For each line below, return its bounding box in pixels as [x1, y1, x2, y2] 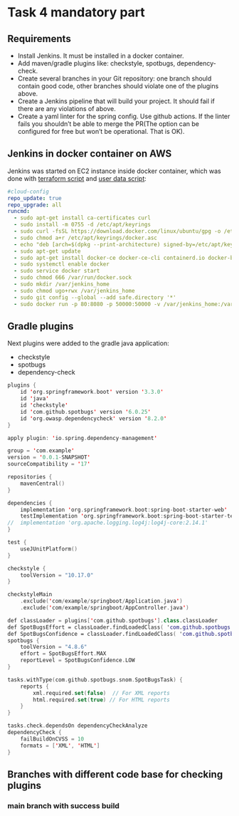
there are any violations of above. [17, 105, 116, 113]
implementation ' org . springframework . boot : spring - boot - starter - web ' [20, 506, 228, 513]
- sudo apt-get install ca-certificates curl [14, 214, 152, 221]
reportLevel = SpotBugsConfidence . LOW [20, 657, 135, 664]
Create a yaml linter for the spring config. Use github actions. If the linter [17, 112, 230, 120]
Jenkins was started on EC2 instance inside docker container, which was [7, 167, 222, 175]
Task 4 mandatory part [7, 4, 146, 21]
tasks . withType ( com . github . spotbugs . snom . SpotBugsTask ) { [7, 676, 183, 684]
